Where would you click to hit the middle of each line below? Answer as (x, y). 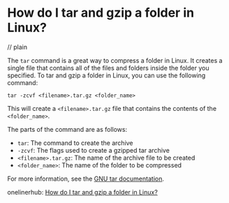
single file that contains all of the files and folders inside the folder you (108, 68)
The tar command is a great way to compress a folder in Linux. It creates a (115, 60)
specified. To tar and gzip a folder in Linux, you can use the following (106, 75)
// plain (17, 47)
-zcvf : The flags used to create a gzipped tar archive (93, 150)
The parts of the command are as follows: (67, 129)
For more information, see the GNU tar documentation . (86, 179)
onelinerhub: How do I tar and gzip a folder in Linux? (83, 192)
